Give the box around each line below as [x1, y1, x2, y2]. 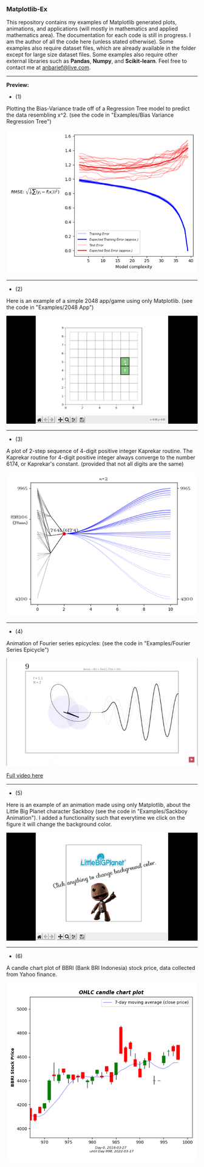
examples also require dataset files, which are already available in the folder [6, 44, 196, 52]
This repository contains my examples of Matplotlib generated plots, [6, 19, 177, 26]
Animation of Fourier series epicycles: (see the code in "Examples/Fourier [6, 639, 191, 646]
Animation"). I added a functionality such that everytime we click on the [6, 814, 185, 822]
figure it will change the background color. [6, 820, 112, 828]
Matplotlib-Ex [6, 5, 47, 13]
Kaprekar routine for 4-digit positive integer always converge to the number [6, 454, 195, 461]
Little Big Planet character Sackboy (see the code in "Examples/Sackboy [6, 808, 188, 815]
